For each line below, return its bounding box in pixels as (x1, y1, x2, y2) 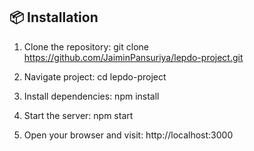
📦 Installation (9, 9, 99, 26)
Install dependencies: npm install (23, 90, 160, 102)
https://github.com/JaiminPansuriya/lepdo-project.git (23, 51, 244, 63)
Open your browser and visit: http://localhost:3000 (23, 129, 234, 141)
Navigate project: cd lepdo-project (23, 70, 167, 83)
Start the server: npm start (23, 109, 134, 121)
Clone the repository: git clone (23, 40, 149, 53)
